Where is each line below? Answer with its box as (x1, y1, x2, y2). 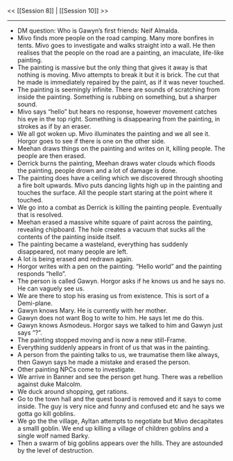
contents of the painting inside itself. (17, 233, 121, 241)
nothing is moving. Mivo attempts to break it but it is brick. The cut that (17, 71, 220, 79)
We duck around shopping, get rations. (17, 388, 129, 395)
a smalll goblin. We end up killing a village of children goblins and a (17, 424, 209, 433)
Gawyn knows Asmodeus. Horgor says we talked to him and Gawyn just (17, 321, 223, 329)
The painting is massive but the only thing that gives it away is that (17, 63, 208, 71)
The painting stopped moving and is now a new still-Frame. (17, 336, 187, 344)
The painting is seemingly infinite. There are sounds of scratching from (17, 85, 221, 94)
